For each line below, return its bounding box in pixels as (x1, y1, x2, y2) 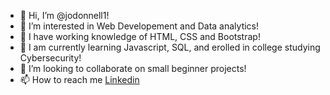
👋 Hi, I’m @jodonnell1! (19, 10, 110, 21)
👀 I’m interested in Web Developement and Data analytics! (19, 20, 260, 32)
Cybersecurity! (19, 52, 82, 64)
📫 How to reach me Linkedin (19, 74, 140, 85)
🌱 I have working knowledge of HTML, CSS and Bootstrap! (19, 31, 261, 42)
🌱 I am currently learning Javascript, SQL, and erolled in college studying (19, 41, 321, 53)
